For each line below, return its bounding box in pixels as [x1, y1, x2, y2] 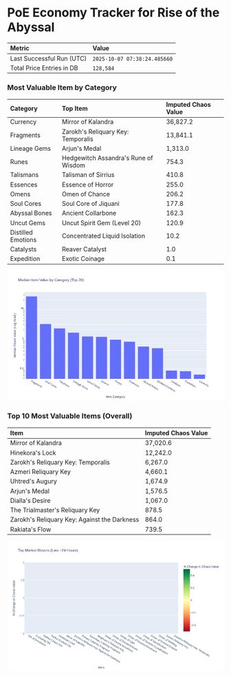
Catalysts [10, 245, 37, 253]
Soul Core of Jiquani [61, 200, 120, 208]
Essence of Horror [61, 180, 114, 189]
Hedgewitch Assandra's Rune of [61, 154, 153, 163]
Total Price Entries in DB [10, 63, 78, 72]
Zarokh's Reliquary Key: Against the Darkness [10, 515, 140, 524]
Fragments [10, 131, 41, 139]
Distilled [10, 228, 33, 236]
